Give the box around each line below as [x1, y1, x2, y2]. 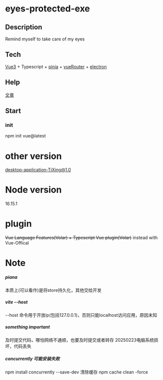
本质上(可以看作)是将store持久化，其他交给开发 [5, 287, 102, 293]
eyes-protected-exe [5, 3, 90, 14]
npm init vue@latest [5, 133, 46, 139]
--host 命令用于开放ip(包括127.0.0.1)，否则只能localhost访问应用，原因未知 [5, 312, 158, 318]
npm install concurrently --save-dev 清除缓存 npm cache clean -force [5, 369, 148, 375]
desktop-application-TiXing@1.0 [5, 167, 71, 173]
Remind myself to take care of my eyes [5, 36, 85, 42]
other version [5, 150, 62, 162]
